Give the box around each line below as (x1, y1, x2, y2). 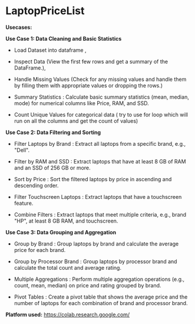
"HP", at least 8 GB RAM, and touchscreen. (14, 217, 118, 224)
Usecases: (5, 24, 32, 31)
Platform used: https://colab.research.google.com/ (5, 311, 130, 318)
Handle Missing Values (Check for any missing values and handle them (14, 76, 187, 83)
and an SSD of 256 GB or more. (14, 164, 91, 171)
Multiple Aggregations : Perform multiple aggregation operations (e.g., (14, 276, 185, 283)
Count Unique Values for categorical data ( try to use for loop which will (14, 111, 188, 118)
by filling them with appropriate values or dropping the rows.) (14, 81, 163, 89)
